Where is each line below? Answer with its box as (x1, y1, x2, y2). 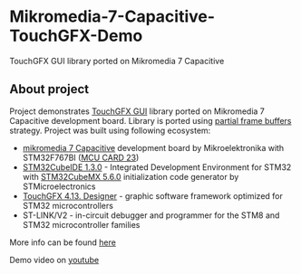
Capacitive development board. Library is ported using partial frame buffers (9, 115, 292, 126)
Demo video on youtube (9, 254, 100, 265)
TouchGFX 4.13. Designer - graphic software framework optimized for (22, 190, 283, 201)
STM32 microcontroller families (22, 219, 141, 230)
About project (9, 81, 89, 97)
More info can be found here (9, 237, 116, 248)
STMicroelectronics (22, 181, 96, 192)
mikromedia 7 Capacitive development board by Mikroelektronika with (22, 142, 285, 153)
